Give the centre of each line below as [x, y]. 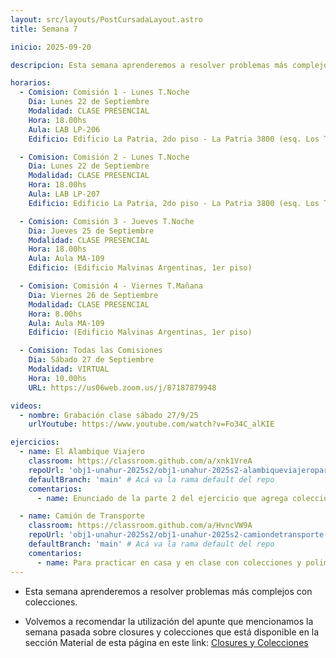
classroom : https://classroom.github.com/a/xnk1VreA [140, 461]
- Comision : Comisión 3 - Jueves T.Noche [107, 221]
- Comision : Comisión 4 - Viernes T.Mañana [111, 286]
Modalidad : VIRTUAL [69, 369]
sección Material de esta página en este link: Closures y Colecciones [166, 642]
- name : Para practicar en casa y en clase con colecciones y [169, 562]
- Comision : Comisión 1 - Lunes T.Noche [104, 92]
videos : [26, 406]
